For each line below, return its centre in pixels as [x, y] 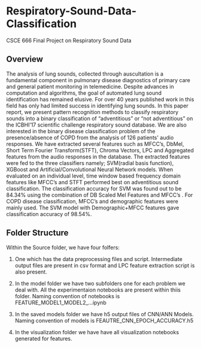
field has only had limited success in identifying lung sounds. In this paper [97, 106]
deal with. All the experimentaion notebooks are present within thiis [98, 290]
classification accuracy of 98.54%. [49, 214]
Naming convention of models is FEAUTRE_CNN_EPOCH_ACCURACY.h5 [104, 320]
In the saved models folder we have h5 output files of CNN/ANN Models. [104, 314]
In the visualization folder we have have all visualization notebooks [97, 332]
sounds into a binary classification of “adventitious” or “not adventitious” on [100, 118]
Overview [25, 59]
